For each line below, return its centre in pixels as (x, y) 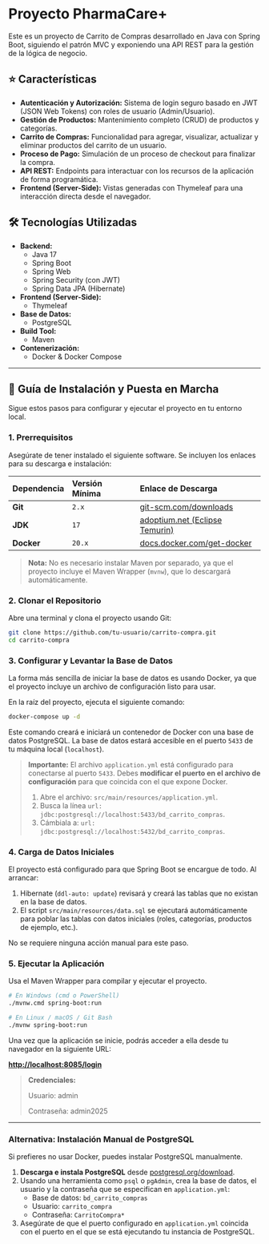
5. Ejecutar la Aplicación (56, 964)
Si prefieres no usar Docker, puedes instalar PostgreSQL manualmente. (125, 1157)
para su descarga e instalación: (60, 463)
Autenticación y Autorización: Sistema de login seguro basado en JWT (139, 103)
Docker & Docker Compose (77, 356)
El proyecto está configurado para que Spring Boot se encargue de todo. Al (132, 869)
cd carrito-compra (39, 640)
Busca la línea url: (71, 805)
